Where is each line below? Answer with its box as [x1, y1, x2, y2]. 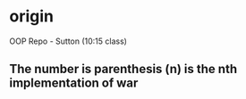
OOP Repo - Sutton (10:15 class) [9, 36, 128, 46]
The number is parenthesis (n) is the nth [9, 62, 238, 77]
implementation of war [9, 76, 139, 91]
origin [9, 6, 54, 27]
